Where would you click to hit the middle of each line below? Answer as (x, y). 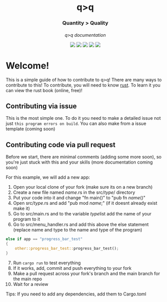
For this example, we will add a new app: (48, 177)
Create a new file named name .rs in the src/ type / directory (74, 192)
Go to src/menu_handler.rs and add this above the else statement (81, 224)
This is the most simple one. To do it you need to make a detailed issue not (83, 118)
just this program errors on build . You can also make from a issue (76, 124)
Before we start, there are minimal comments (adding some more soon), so (84, 157)
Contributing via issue (41, 106)
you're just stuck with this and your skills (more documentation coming (79, 162)
